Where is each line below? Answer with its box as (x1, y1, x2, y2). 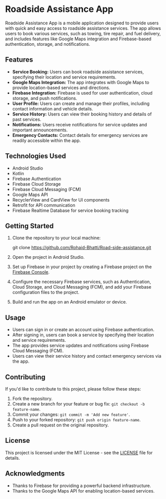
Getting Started (5, 221, 54, 230)
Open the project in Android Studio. (12, 254, 85, 260)
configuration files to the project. (12, 290, 79, 296)
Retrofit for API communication (12, 202, 76, 208)
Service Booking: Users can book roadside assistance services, (12, 69, 144, 75)
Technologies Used (5, 152, 66, 160)
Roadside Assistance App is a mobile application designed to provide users (5, 20, 159, 26)
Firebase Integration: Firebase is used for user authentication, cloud (12, 90, 153, 96)
